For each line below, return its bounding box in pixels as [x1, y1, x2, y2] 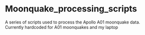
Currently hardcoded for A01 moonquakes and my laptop [5, 24, 118, 30]
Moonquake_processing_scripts [5, 3, 137, 14]
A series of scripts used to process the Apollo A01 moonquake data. [5, 19, 140, 25]
